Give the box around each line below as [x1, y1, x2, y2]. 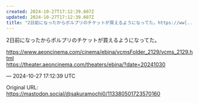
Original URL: [6, 84, 39, 91]
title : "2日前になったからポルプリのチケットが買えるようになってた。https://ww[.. [6, 20, 193, 25]
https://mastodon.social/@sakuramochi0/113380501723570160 [6, 90, 160, 98]
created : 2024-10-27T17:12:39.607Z [6, 8, 94, 15]
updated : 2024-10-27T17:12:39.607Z [6, 14, 94, 20]
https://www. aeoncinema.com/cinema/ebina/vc [6, 49, 123, 56]
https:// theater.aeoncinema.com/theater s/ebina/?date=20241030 [6, 61, 166, 68]
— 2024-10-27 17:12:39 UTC [6, 72, 75, 80]
